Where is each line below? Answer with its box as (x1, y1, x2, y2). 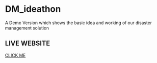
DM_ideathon (5, 3, 61, 15)
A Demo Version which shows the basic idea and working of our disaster (5, 20, 152, 26)
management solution (5, 25, 49, 31)
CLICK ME (5, 52, 26, 58)
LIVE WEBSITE (5, 39, 51, 48)
